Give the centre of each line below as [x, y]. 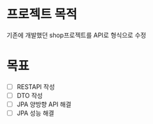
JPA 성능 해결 [35, 113]
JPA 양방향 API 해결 [44, 104]
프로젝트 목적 [42, 14]
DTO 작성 [30, 95]
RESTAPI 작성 [36, 87]
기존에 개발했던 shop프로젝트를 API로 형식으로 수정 [76, 35]
